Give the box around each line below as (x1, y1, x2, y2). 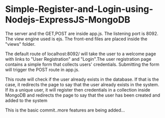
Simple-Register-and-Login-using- (5, 3, 154, 15)
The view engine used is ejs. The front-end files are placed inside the (5, 36, 148, 42)
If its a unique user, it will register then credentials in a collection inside (5, 87, 151, 93)
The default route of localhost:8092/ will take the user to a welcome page (5, 51, 156, 57)
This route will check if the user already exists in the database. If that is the (5, 76, 159, 82)
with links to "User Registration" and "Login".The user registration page (5, 56, 152, 62)
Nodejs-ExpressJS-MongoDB (5, 14, 131, 25)
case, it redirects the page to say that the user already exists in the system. (5, 81, 160, 88)
